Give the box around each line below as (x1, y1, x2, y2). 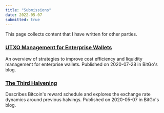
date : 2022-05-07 (5, 12, 43, 17)
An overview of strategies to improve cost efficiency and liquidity (5, 55, 142, 62)
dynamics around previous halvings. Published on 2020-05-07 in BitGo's (5, 96, 159, 103)
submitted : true (5, 17, 40, 22)
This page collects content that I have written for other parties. (5, 31, 137, 37)
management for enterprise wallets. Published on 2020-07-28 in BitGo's (5, 61, 158, 67)
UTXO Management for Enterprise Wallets (5, 44, 112, 51)
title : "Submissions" (5, 7, 52, 13)
